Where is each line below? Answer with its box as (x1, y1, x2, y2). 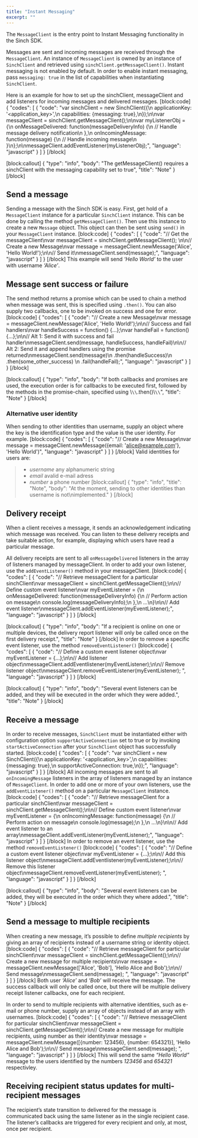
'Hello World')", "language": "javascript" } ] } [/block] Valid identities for (6, 448, 180, 455)
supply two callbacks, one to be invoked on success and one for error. (6, 308, 177, 315)
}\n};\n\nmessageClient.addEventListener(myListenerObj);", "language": (6, 142, 181, 149)
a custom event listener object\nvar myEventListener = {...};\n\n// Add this (6, 850, 186, 858)
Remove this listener (6, 863, 56, 870)
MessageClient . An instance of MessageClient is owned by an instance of (6, 55, 182, 62)
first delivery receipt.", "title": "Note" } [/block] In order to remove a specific (6, 636, 190, 643)
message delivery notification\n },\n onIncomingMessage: (6, 129, 147, 137)
